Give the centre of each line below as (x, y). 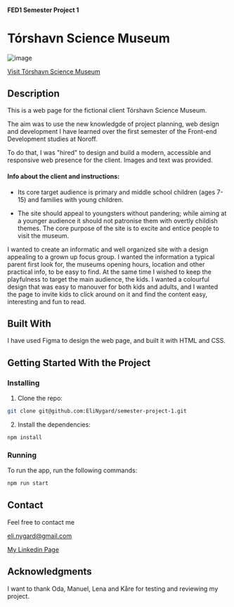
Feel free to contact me (41, 522)
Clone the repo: (40, 399)
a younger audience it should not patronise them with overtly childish (117, 220)
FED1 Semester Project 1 (43, 10)
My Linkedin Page (33, 549)
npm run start (28, 483)
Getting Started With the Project (79, 363)
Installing (24, 382)
